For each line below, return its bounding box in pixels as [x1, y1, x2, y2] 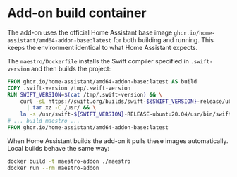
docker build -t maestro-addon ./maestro [7, 157, 131, 165]
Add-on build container [7, 5, 147, 21]
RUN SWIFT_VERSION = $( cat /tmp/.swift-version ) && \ [7, 91, 162, 98]
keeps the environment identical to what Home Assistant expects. [7, 43, 198, 51]
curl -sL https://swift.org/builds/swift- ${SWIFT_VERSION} [20, 97, 197, 105]
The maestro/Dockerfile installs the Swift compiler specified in [7, 56, 189, 65]
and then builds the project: [31, 64, 111, 73]
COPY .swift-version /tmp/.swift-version [7, 85, 131, 92]
